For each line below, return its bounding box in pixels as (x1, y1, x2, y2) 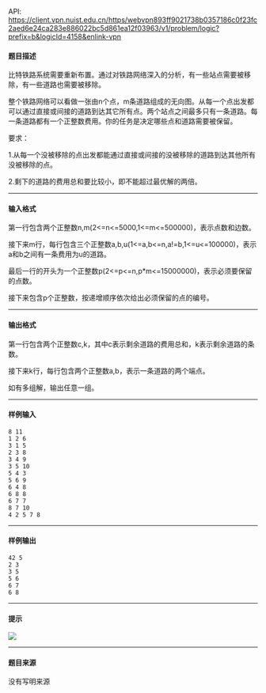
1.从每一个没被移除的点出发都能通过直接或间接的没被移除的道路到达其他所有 (8, 150, 256, 160)
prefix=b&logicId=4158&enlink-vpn (8, 32, 121, 41)
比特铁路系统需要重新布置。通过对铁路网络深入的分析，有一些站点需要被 (8, 70, 244, 80)
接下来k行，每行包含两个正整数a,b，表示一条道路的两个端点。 (8, 365, 210, 375)
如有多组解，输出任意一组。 (8, 383, 99, 392)
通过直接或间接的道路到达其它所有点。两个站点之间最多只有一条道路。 (21, 107, 251, 116)
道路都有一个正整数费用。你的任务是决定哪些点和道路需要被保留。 (21, 116, 237, 126)
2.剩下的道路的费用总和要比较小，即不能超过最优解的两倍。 (8, 177, 202, 187)
